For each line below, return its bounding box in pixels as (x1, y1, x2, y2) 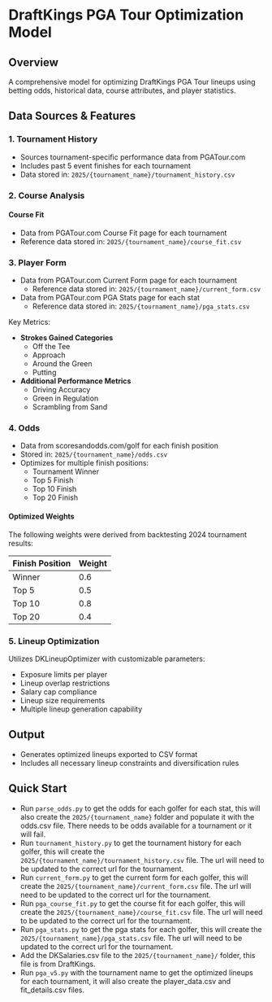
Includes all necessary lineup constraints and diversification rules (19, 758, 240, 768)
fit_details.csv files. (19, 985, 85, 995)
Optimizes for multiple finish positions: (19, 458, 149, 468)
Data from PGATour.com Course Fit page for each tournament (19, 228, 227, 238)
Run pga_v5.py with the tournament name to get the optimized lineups (19, 967, 253, 978)
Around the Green (32, 359, 93, 369)
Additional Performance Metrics (19, 376, 132, 386)
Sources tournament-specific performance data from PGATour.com (19, 152, 246, 162)
